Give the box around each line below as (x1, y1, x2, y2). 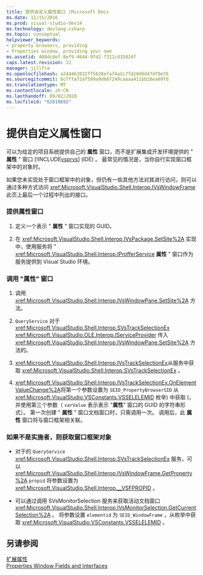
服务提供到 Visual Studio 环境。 (14, 258, 94, 265)
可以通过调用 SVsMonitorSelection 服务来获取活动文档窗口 (14, 497, 161, 505)
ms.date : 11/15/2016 (6, 15, 59, 21)
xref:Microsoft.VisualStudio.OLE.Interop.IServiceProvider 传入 (14, 331, 169, 339)
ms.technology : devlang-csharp (6, 25, 85, 32)
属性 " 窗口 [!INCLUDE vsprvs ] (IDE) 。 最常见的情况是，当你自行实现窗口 (6, 155, 187, 163)
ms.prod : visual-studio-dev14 (6, 20, 83, 26)
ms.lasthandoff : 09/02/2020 (6, 93, 77, 99)
